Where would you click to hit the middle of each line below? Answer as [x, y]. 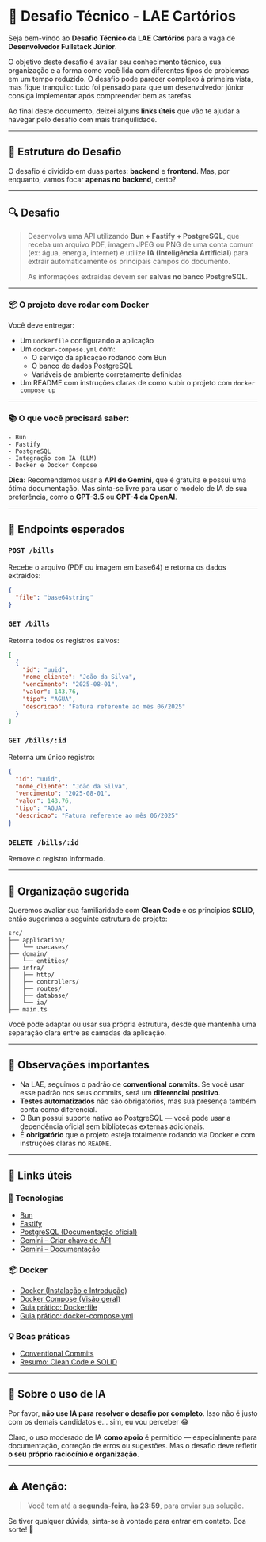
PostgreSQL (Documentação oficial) [78, 1232]
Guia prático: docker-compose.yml [76, 1315]
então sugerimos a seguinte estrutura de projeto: [88, 919]
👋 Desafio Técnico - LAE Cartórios [122, 16]
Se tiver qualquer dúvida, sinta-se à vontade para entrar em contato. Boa [127, 1521]
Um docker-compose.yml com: [67, 349]
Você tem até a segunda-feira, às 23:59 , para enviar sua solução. [135, 1506]
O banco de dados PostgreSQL [82, 366]
